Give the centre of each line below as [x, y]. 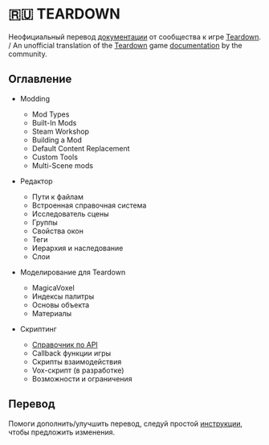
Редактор [37, 181]
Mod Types [51, 114]
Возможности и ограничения [82, 378]
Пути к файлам [58, 196]
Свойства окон [58, 231]
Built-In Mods [54, 122]
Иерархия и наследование [77, 248]
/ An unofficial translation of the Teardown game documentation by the [125, 45]
